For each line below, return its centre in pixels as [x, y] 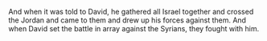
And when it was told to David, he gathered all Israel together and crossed [131, 12]
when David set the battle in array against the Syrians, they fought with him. [134, 29]
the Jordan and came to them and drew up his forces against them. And [127, 20]
